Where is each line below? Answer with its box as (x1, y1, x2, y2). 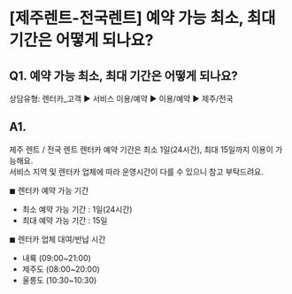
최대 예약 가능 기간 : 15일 (21, 214, 108, 226)
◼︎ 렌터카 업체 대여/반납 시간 (9, 234, 106, 244)
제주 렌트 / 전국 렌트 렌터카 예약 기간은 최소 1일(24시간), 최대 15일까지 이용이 (9, 143, 274, 155)
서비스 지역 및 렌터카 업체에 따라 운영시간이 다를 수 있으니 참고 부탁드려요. (9, 166, 264, 177)
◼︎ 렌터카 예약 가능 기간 (9, 185, 89, 196)
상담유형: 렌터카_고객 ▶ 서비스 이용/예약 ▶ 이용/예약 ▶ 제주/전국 (9, 94, 234, 104)
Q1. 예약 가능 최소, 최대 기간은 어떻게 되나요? (9, 68, 239, 83)
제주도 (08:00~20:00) (21, 263, 100, 275)
